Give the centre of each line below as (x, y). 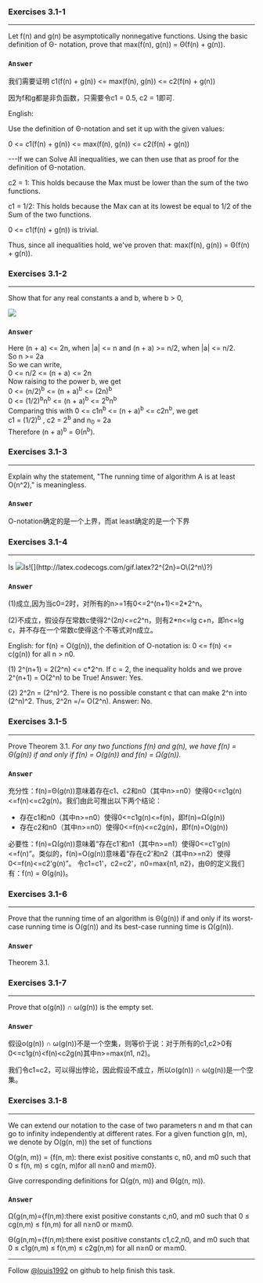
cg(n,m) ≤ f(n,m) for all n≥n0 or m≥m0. (71, 1224)
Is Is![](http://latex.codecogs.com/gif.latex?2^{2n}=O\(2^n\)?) (110, 567)
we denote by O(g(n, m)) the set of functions (80, 1142)
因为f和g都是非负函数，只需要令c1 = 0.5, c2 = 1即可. (91, 97)
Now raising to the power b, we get (65, 381)
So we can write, (35, 365)
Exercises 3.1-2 (38, 273)
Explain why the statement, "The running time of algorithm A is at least (122, 476)
